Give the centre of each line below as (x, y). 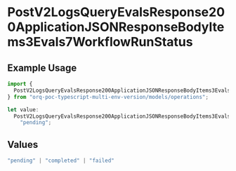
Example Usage (42, 68)
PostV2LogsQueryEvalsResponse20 (116, 12)
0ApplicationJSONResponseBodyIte (116, 27)
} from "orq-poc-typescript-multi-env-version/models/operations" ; (108, 97)
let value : (23, 109)
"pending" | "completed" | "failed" (61, 161)
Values (23, 144)
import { (20, 84)
